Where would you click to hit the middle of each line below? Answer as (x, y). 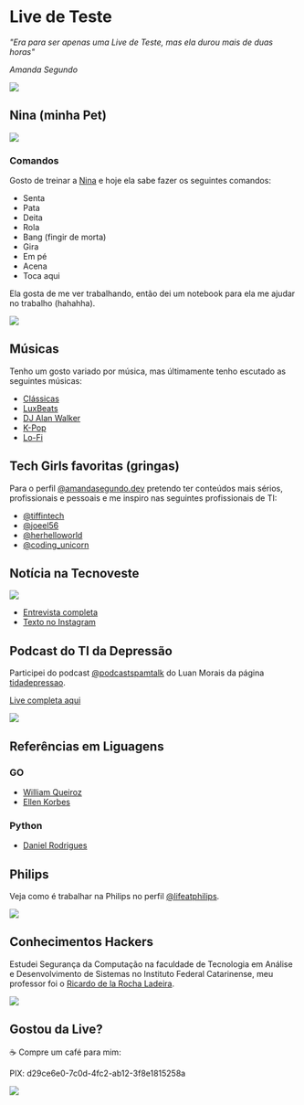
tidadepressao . (37, 683)
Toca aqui (42, 276)
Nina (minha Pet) (58, 116)
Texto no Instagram (59, 622)
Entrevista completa (60, 612)
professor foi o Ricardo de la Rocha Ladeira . (92, 983)
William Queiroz (52, 792)
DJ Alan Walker (52, 418)
